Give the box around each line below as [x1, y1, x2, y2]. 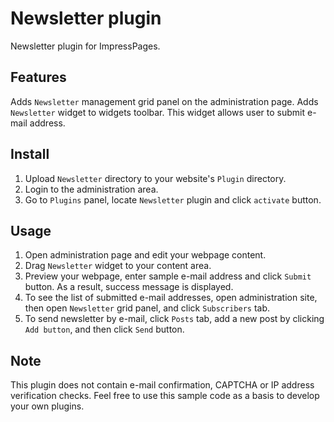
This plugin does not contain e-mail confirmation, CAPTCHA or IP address [10, 379, 315, 391]
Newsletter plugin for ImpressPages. [10, 40, 161, 52]
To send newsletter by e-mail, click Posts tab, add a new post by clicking [24, 313, 325, 325]
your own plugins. [10, 400, 85, 412]
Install [10, 146, 50, 163]
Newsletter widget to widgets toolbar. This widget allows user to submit [10, 106, 306, 118]
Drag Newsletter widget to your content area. [24, 260, 212, 272]
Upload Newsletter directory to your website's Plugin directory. [24, 172, 287, 184]
